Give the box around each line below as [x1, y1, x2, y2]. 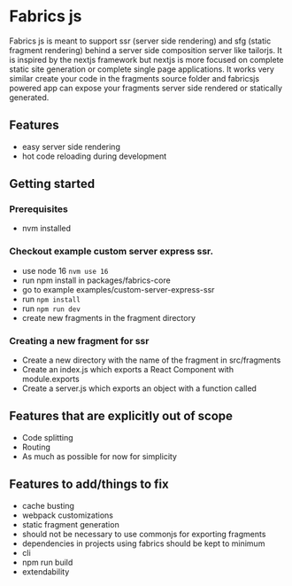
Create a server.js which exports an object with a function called [21, 383, 257, 394]
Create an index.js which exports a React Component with [21, 364, 234, 375]
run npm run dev [21, 303, 81, 314]
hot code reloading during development [21, 151, 167, 161]
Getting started [9, 176, 96, 191]
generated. [9, 91, 50, 103]
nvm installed [21, 223, 72, 234]
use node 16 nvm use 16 [21, 265, 109, 276]
